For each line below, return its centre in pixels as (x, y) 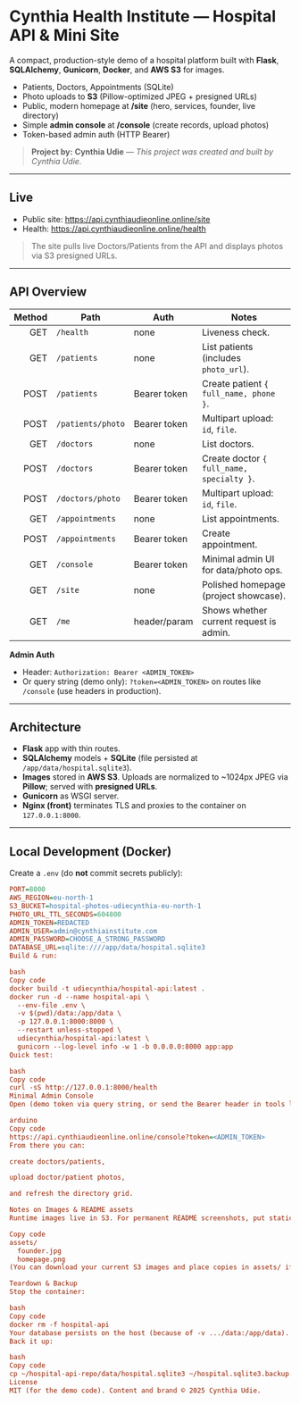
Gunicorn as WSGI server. (71, 796)
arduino (24, 1121)
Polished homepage (244, 584)
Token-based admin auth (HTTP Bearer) (96, 134)
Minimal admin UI (238, 558)
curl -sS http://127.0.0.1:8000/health (83, 1088)
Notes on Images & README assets (71, 1210)
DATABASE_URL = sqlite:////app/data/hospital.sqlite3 (107, 948)
